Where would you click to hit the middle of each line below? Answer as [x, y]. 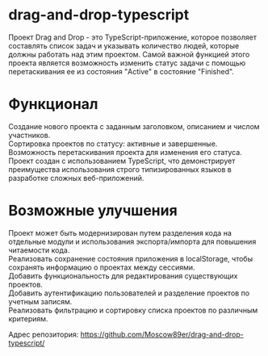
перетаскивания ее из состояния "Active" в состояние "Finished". [121, 71]
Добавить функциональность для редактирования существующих [123, 275]
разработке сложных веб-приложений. [76, 178]
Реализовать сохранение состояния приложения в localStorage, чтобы [130, 258]
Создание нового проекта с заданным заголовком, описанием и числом [134, 126]
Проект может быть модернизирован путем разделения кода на [120, 232]
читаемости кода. [39, 250]
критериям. [28, 318]
